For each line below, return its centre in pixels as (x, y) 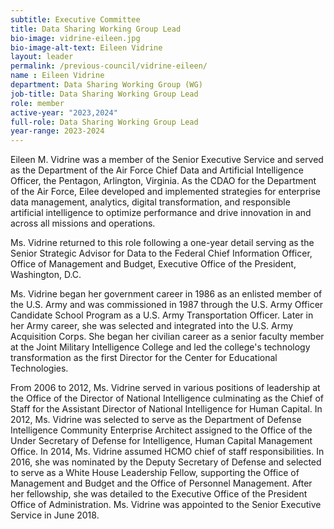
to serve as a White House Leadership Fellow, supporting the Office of (155, 473)
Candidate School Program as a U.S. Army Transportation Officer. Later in (162, 315)
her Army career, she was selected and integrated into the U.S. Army (152, 326)
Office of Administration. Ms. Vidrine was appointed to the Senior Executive (166, 505)
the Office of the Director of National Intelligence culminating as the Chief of (167, 398)
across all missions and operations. (83, 223)
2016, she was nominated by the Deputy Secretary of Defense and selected (166, 462)
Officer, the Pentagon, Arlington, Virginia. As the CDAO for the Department (163, 181)
